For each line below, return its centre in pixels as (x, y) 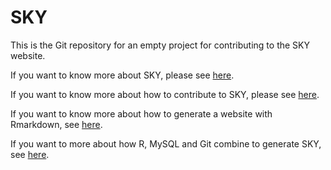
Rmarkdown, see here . (56, 124)
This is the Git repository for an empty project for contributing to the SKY (160, 45)
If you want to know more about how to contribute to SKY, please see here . (165, 94)
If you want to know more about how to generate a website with (141, 113)
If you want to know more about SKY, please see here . (122, 75)
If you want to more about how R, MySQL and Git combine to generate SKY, (166, 143)
